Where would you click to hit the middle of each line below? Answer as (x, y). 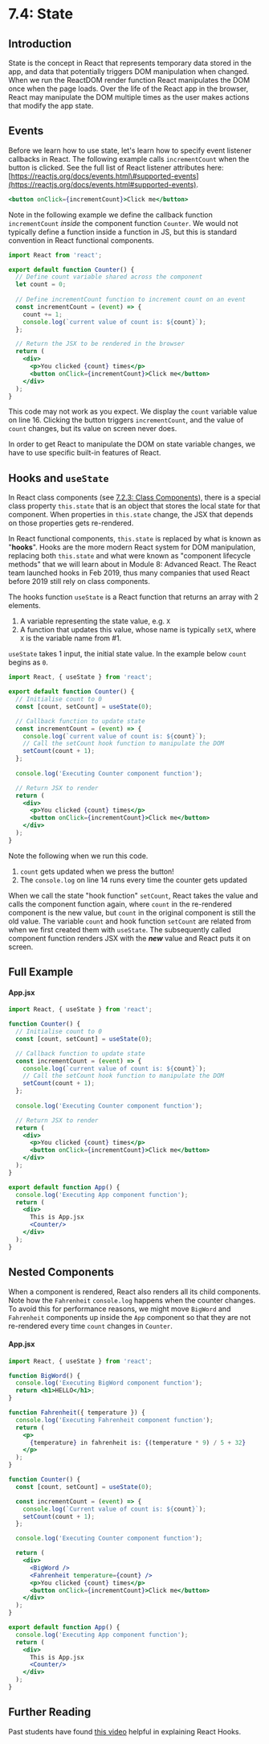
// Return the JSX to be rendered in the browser (100, 344)
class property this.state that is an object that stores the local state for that (134, 506)
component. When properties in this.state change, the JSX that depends (131, 515)
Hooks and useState (59, 478)
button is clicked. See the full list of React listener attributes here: (116, 167)
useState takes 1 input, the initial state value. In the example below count (128, 654)
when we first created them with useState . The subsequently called (120, 929)
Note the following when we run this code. (78, 856)
